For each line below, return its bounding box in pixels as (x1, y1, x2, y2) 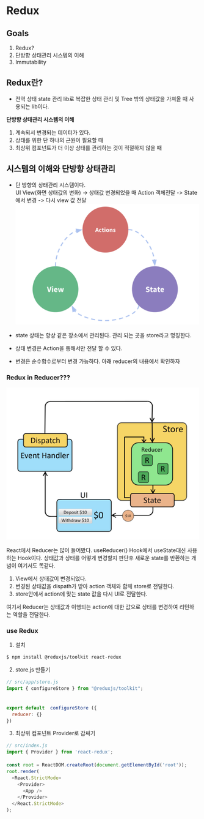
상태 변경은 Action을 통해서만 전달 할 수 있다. (15, 344, 123, 352)
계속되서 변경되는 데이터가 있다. (15, 129, 90, 136)
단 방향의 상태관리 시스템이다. (15, 181, 86, 189)
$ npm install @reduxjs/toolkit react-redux (6, 654, 122, 660)
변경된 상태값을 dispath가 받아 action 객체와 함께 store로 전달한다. (15, 583, 175, 590)
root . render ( (6, 768, 40, 774)
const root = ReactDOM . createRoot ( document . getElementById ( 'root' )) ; (6, 762, 188, 768)
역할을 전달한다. (12, 611, 51, 618)
